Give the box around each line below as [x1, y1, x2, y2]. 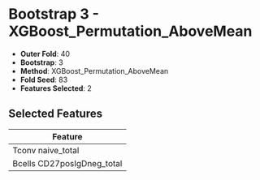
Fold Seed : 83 [19, 75, 68, 84]
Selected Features [8, 107, 103, 121]
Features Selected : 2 [19, 83, 92, 93]
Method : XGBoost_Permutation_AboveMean [19, 66, 169, 75]
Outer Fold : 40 [19, 49, 71, 58]
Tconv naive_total [12, 144, 80, 156]
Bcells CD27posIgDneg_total [12, 157, 123, 169]
